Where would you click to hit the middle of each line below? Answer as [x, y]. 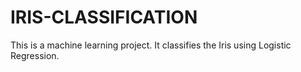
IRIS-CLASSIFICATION [104, 17]
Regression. [35, 55]
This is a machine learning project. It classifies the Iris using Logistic [151, 45]
